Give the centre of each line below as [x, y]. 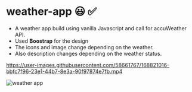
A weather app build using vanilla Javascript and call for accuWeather [100, 28]
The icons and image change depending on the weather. [84, 47]
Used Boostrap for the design [51, 41]
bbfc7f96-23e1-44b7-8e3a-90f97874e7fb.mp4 [64, 71]
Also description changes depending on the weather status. [88, 53]
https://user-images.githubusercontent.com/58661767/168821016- [88, 65]
